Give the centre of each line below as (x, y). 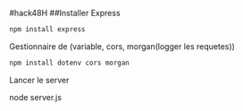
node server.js (36, 97)
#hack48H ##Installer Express (65, 13)
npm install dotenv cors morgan (69, 63)
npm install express (48, 30)
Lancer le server (39, 80)
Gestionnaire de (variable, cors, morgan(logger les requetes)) (122, 46)
